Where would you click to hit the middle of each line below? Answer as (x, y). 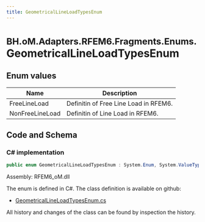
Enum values (31, 76)
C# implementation (35, 152)
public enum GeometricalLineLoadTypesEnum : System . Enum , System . (92, 165)
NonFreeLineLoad (35, 113)
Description (120, 93)
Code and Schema (42, 135)
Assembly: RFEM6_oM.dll (38, 177)
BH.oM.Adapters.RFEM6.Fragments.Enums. (102, 41)
